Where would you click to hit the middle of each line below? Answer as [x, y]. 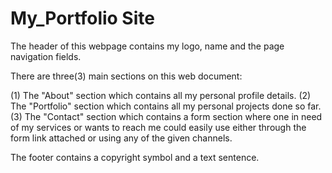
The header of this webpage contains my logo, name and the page [147, 46]
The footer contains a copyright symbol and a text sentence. [135, 157]
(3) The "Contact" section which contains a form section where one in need [166, 116]
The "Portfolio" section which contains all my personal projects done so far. [166, 106]
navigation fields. [46, 56]
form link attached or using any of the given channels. [121, 138]
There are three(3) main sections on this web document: [126, 76]
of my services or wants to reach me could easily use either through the [158, 127]
